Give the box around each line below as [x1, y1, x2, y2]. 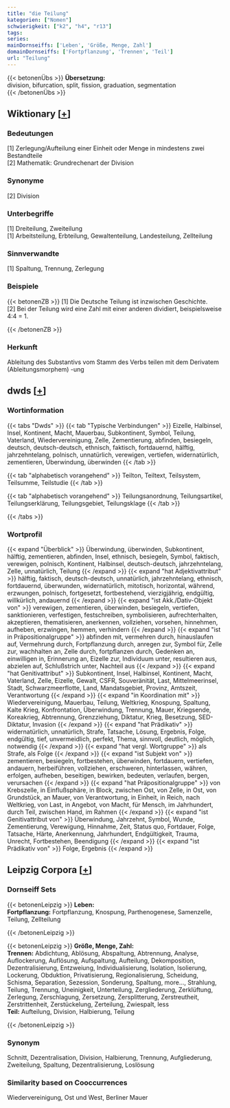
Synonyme [7, 176, 45, 185]
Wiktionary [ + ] [7, 108, 71, 120]
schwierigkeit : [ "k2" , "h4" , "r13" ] [7, 23, 112, 30]
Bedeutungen [7, 128, 54, 138]
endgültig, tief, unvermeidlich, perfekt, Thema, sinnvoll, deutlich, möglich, [7, 734, 215, 743]
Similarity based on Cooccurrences [7, 1078, 128, 1087]
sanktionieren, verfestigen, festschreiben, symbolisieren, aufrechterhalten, [7, 611, 218, 619]
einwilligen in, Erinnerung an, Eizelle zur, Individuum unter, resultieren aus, [7, 654, 218, 663]
